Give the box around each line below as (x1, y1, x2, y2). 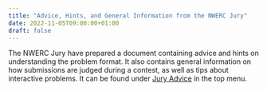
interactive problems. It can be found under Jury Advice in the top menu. (8, 73, 248, 84)
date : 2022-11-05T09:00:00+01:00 (8, 19, 120, 27)
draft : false (8, 26, 52, 34)
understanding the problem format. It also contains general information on (8, 57, 252, 66)
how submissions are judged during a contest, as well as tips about (8, 65, 229, 75)
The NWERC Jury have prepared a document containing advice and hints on (8, 49, 259, 58)
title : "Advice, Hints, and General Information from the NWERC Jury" (8, 11, 248, 20)
